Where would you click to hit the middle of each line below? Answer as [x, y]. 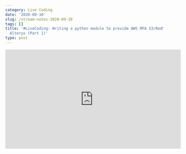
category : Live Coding [29, 10]
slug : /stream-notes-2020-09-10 [39, 19]
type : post [17, 38]
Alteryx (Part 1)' [29, 33]
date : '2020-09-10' [26, 15]
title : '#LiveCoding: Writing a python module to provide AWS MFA [76, 29]
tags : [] [14, 24]
